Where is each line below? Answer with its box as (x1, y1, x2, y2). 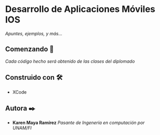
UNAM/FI (12, 125, 32, 131)
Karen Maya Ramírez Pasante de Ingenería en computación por (12, 120, 145, 126)
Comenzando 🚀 (5, 45, 54, 53)
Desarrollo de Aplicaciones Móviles (5, 3, 155, 15)
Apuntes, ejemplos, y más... (5, 30, 62, 36)
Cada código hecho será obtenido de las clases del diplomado (5, 58, 135, 64)
